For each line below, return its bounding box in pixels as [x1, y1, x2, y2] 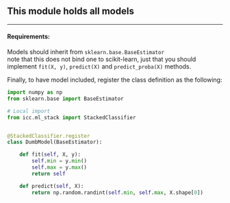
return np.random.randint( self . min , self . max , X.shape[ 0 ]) [31, 189, 204, 196]
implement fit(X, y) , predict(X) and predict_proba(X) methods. [7, 62, 192, 71]
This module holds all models [7, 5, 135, 17]
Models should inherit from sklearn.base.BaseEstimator [7, 48, 165, 56]
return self [31, 170, 66, 177]
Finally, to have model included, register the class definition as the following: [7, 75, 222, 84]
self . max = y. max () [31, 164, 88, 171]
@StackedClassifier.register [7, 132, 90, 139]
